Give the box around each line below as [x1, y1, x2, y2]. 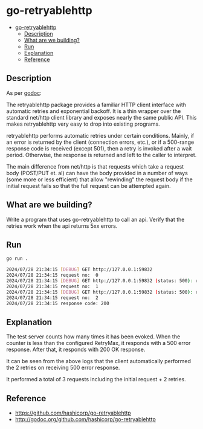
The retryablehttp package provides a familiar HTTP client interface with [6, 101, 186, 108]
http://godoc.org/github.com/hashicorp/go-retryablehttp [14, 416, 156, 423]
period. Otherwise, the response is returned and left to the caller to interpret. [6, 151, 197, 158]
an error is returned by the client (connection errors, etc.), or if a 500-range [6, 138, 195, 146]
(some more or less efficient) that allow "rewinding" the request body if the [6, 176, 193, 183]
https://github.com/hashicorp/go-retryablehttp [14, 409, 131, 416]
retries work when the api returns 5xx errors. [6, 222, 118, 230]
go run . [6, 256, 28, 262]
